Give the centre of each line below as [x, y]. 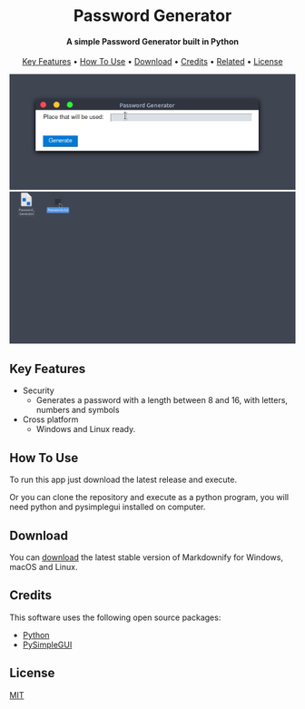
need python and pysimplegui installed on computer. [108, 507]
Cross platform [50, 419]
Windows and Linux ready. [86, 429]
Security [38, 390]
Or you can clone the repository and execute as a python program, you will [149, 497]
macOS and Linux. [44, 567]
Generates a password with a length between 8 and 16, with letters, [162, 400]
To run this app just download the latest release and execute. [123, 480]
